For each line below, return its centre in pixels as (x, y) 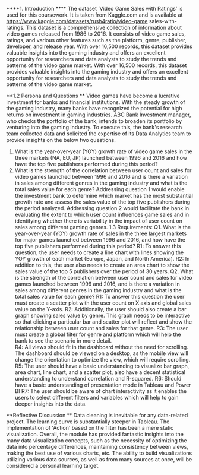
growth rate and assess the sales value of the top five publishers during (102, 202)
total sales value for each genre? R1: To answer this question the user (99, 297)
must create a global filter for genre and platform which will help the (98, 334)
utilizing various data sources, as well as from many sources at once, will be (99, 459)
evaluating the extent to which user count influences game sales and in (102, 214)
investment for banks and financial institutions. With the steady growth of (96, 102)
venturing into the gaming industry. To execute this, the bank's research (94, 127)
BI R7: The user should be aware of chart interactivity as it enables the (101, 391)
